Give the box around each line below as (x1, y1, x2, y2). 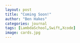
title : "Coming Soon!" (5, 12, 52, 17)
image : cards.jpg (5, 30, 41, 35)
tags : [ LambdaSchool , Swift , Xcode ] (5, 26, 76, 31)
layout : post (5, 7, 32, 12)
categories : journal (5, 21, 48, 26)
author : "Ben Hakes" (5, 16, 48, 21)
